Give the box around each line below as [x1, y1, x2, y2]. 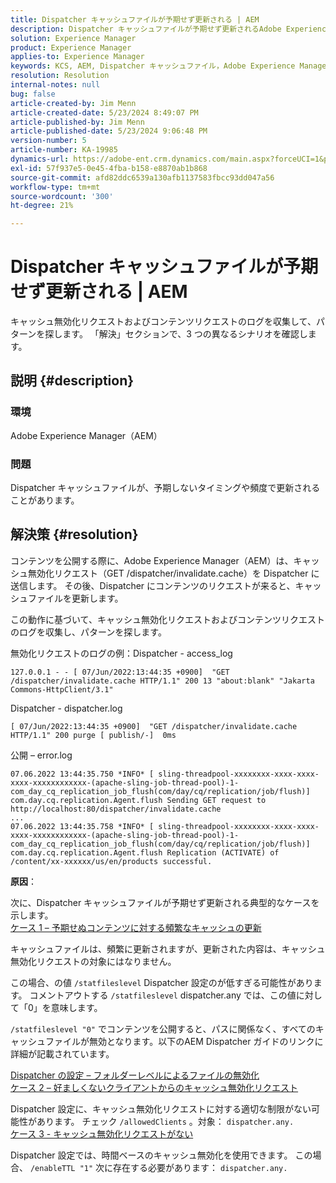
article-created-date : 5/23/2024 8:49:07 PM [10, 107, 199, 118]
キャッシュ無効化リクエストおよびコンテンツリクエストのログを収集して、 [10, 316, 317, 328]
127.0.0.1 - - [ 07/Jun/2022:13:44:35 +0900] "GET [10, 667, 230, 677]
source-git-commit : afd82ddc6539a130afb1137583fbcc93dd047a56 [10, 172, 275, 183]
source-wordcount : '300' [10, 191, 114, 201]
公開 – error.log [10, 749, 73, 761]
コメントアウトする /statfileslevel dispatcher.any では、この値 [29, 989, 297, 1001]
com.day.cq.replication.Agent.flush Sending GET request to [10, 795, 267, 805]
